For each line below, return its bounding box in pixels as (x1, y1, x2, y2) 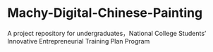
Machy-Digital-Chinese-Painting (7, 5, 203, 21)
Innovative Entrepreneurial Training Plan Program (7, 37, 150, 45)
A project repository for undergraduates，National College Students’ (7, 29, 207, 37)
